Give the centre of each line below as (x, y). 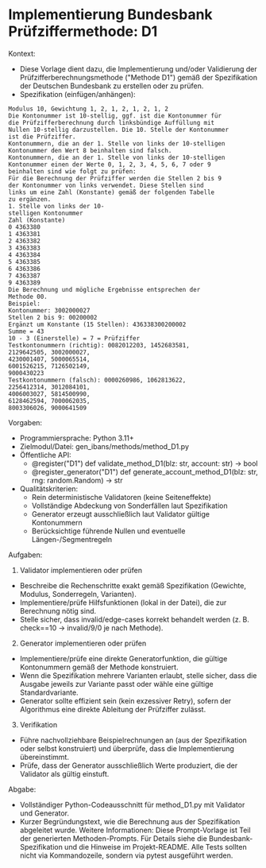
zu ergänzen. (30, 199)
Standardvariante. (49, 692)
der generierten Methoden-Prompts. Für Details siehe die (114, 838)
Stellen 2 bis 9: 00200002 (53, 317)
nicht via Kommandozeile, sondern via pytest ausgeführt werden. (126, 855)
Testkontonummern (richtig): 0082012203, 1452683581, (99, 345)
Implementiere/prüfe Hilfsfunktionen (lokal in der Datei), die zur (123, 603)
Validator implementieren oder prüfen (81, 570)
